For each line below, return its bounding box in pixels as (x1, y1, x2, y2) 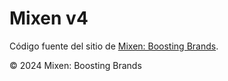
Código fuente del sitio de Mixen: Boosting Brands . (9, 40, 219, 52)
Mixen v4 (9, 7, 89, 30)
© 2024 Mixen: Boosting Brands (9, 59, 142, 71)
